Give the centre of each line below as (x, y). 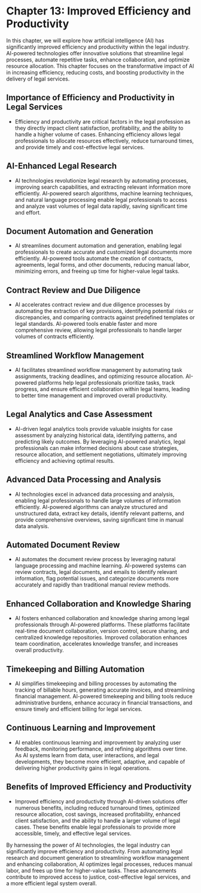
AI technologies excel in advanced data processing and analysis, (95, 494)
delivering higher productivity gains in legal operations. (83, 768)
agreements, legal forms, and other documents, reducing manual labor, (102, 265)
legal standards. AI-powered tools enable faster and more (86, 324)
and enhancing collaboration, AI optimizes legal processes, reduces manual (99, 864)
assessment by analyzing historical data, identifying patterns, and (96, 435)
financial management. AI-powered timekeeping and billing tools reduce (103, 696)
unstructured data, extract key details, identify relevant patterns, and (99, 513)
